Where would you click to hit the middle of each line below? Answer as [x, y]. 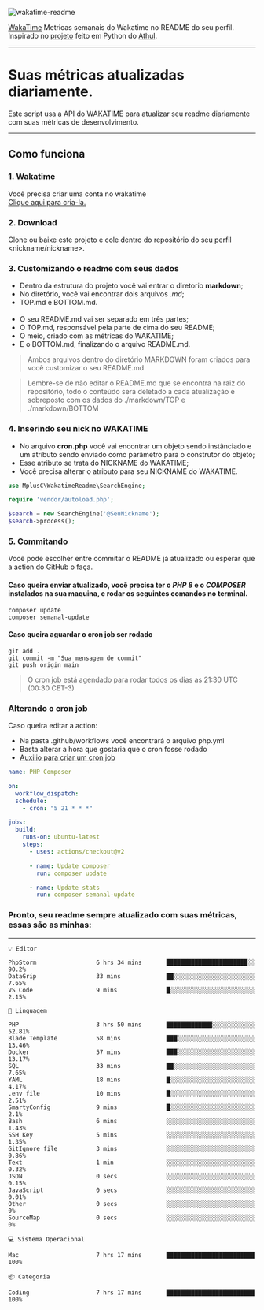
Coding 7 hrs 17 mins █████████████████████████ [132, 1293]
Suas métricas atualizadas [96, 75]
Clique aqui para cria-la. [47, 202]
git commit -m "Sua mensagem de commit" [75, 658]
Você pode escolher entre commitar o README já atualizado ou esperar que [132, 559]
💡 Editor [23, 949]
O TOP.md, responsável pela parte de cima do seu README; [117, 328]
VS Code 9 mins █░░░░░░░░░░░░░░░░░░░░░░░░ [132, 990]
